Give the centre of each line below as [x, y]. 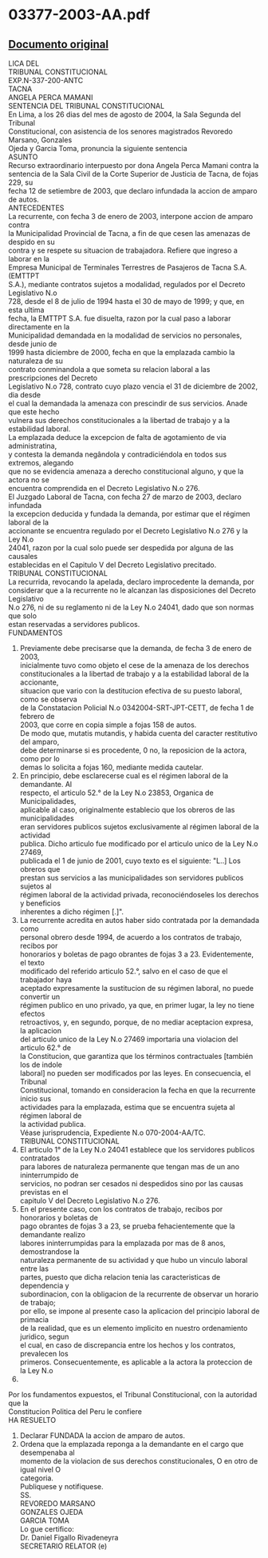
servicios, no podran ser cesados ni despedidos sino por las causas [131, 1184]
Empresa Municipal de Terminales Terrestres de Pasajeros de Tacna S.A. [128, 267]
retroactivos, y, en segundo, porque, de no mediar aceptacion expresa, [136, 1022]
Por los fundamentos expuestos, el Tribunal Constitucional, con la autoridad [133, 1394]
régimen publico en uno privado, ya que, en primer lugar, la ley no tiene [137, 1005]
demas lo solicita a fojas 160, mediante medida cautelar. [111, 767]
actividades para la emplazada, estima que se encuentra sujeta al [127, 1107]
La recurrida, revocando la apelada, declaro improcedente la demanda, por [132, 582]
